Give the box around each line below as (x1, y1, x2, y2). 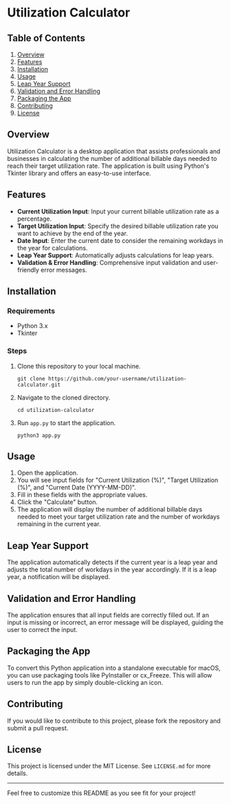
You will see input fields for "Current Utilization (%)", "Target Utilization (16, 476, 219, 484)
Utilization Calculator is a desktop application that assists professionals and (7, 146, 221, 155)
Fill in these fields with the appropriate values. (16, 490, 148, 499)
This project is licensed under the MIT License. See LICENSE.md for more (7, 762, 211, 770)
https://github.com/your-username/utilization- (47, 375, 187, 382)
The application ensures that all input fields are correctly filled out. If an (7, 611, 210, 620)
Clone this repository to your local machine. (16, 362, 141, 370)
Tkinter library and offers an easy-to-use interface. (7, 169, 151, 177)
